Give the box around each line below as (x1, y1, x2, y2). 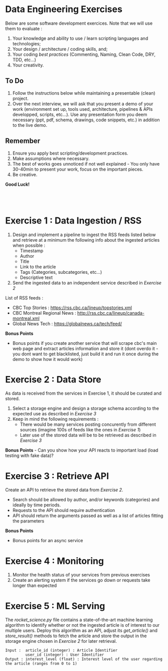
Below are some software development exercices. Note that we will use (5, 20, 153, 26)
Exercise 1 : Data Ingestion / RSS (5, 215, 142, 226)
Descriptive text (20, 274, 53, 280)
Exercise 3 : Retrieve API (5, 470, 109, 482)
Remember (5, 137, 41, 145)
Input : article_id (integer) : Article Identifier (5, 648, 118, 653)
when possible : (12, 242, 46, 248)
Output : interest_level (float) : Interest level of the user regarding (5, 657, 163, 662)
